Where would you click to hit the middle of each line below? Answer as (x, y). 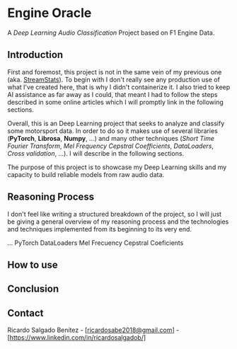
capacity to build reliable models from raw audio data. (86, 174)
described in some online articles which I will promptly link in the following (116, 102)
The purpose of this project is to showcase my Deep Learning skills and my (117, 167)
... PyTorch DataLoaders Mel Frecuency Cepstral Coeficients (96, 243)
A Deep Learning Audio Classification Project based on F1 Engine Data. (111, 33)
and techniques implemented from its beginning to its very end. (100, 229)
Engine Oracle (50, 13)
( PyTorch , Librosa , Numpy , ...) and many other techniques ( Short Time (111, 138)
